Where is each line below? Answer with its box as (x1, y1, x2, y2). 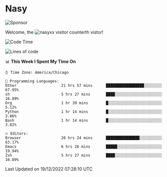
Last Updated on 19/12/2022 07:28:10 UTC (5, 166, 92, 172)
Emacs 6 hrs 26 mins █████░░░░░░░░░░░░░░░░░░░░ (5, 144, 162, 149)
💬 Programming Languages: (5, 78, 59, 84)
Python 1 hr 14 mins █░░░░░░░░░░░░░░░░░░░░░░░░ (5, 109, 162, 114)
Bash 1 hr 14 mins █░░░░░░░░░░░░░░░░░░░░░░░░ (5, 118, 162, 123)
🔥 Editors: (5, 131, 28, 136)
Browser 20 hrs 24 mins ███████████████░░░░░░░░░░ (5, 135, 162, 140)
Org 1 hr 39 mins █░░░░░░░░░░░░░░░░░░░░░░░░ (5, 100, 162, 105)
